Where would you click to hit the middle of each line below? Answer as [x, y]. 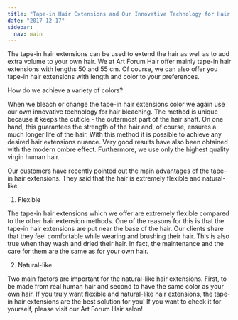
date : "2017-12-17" [36, 21]
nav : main [28, 34]
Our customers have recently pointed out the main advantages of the [108, 171]
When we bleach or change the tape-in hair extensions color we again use [116, 105]
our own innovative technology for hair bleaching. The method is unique [113, 112]
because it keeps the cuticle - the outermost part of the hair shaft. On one [115, 119]
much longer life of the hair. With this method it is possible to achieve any [115, 134]
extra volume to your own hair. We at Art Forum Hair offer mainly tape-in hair [119, 62]
